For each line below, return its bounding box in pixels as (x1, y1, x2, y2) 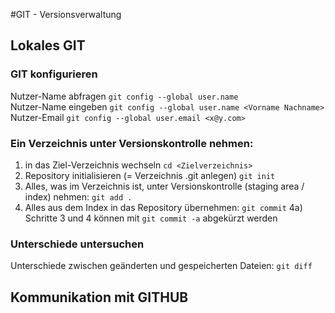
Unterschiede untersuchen (10, 237, 145, 251)
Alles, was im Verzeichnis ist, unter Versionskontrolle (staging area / (24, 180, 305, 192)
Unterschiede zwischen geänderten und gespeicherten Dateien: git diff (10, 260, 313, 272)
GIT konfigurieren (10, 67, 98, 81)
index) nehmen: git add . (24, 190, 133, 203)
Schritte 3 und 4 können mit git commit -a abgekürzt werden (24, 212, 278, 224)
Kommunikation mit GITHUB (10, 289, 189, 306)
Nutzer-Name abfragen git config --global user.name (10, 90, 239, 102)
